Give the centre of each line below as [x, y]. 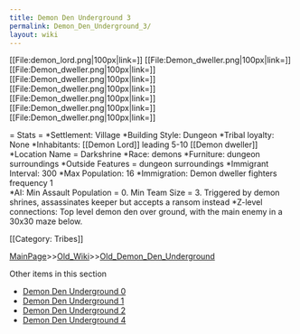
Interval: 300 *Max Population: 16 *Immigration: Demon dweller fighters [143, 173]
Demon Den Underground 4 [74, 320]
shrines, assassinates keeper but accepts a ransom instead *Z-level [136, 202]
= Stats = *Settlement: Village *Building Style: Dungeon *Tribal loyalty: [142, 135]
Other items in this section [58, 274]
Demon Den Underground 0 [74, 292]
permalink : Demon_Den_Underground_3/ [80, 26]
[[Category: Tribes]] [47, 239]
